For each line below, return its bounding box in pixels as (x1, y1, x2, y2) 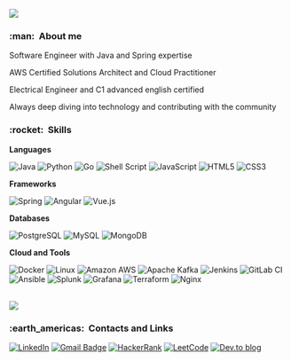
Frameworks (9, 178, 57, 189)
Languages (9, 144, 51, 154)
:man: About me (9, 29, 83, 42)
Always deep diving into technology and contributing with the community (9, 102, 277, 113)
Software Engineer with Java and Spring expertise (9, 50, 193, 61)
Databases (9, 213, 51, 224)
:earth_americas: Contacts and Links (9, 322, 174, 334)
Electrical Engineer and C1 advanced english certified (9, 84, 205, 95)
